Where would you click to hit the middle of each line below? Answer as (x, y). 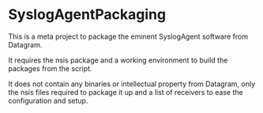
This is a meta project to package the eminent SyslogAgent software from (128, 36)
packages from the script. (50, 68)
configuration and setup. (48, 100)
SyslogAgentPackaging (87, 15)
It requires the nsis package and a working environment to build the (118, 60)
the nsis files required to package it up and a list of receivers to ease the (126, 92)
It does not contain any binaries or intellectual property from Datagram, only (131, 84)
